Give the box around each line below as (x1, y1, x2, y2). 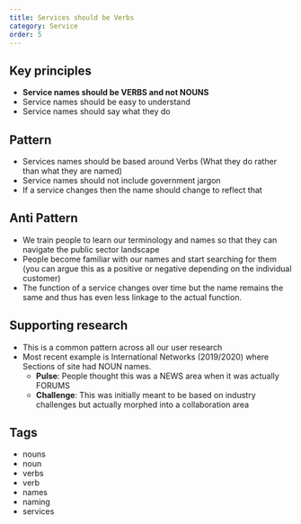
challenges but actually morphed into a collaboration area (35, 399, 250, 410)
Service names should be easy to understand (22, 96, 191, 108)
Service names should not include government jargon (22, 175, 222, 185)
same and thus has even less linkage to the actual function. (22, 291, 243, 302)
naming (22, 496, 51, 508)
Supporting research (9, 318, 128, 333)
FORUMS (35, 379, 70, 391)
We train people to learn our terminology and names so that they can (22, 235, 278, 245)
